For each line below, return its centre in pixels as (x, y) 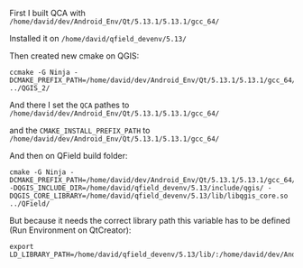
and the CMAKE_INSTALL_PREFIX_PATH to (80, 130)
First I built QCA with (47, 13)
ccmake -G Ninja (40, 72)
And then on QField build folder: (69, 156)
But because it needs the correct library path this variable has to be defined (150, 221)
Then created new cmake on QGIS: (74, 56)
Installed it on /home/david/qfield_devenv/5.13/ (98, 38)
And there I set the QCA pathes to (69, 105)
